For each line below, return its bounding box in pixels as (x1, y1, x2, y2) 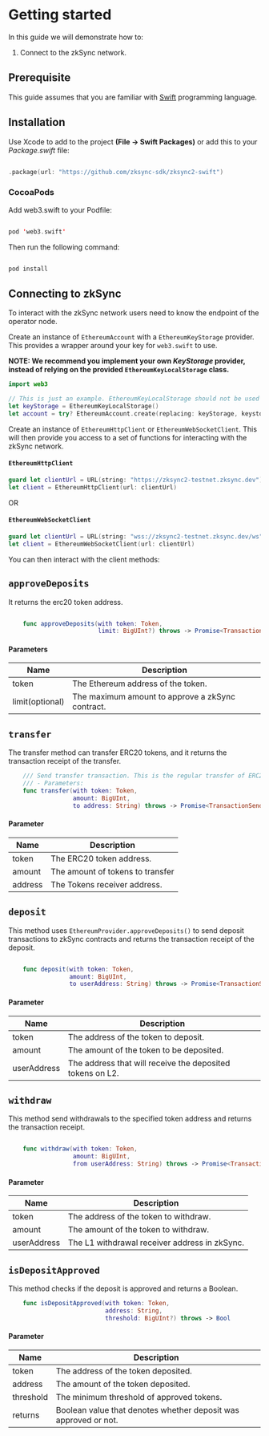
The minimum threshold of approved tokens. (55, 1391, 223, 1402)
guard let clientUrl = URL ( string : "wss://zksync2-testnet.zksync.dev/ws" (8, 532, 263, 541)
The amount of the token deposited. (55, 1378, 191, 1389)
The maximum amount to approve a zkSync (71, 692, 236, 703)
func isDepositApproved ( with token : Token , (22, 1299, 171, 1307)
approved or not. (55, 1414, 118, 1426)
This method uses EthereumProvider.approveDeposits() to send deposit (8, 925, 244, 935)
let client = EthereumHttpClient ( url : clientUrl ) (8, 483, 178, 491)
